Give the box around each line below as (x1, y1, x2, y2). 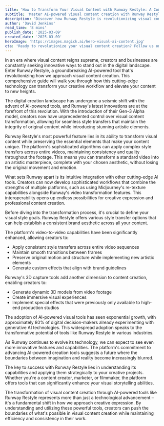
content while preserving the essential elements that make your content (5, 138, 149, 144)
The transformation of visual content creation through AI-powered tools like (5, 389, 157, 395)
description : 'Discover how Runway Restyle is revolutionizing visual (5, 16, 152, 21)
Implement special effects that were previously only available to (12, 299, 140, 305)
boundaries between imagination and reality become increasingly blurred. (5, 355, 154, 360)
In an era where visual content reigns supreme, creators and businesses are (5, 57, 158, 63)
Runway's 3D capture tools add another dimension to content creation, (5, 274, 147, 280)
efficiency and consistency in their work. (5, 415, 87, 421)
